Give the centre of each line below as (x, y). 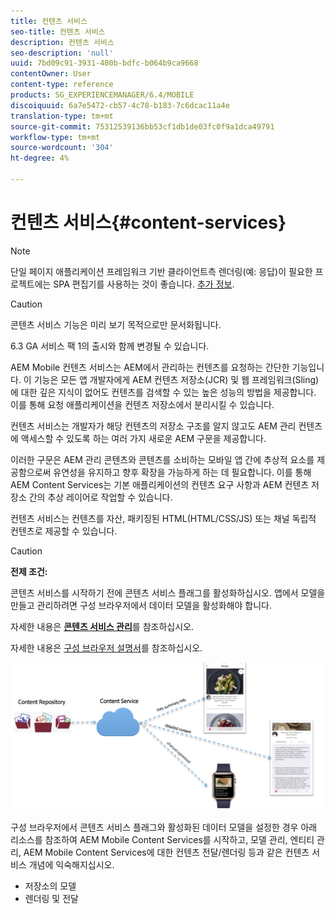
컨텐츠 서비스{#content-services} (148, 222)
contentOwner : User (51, 74)
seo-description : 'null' (62, 53)
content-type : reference (62, 85)
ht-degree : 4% (40, 158)
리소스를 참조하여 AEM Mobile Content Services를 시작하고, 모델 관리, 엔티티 (162, 839)
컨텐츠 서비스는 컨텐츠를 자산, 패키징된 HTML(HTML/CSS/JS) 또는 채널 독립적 (163, 518)
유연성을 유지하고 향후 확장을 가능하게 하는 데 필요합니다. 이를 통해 (182, 472)
